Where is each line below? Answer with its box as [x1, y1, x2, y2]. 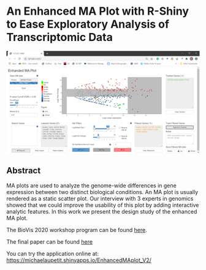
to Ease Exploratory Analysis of [6, 17, 170, 31]
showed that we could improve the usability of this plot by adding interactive [6, 201, 199, 209]
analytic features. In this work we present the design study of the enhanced [6, 208, 197, 215]
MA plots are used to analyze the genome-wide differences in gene [6, 182, 177, 189]
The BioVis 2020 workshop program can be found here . [6, 226, 147, 233]
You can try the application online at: [6, 250, 99, 257]
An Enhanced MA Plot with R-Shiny [6, 4, 189, 18]
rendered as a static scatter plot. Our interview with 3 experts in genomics [6, 195, 194, 202]
